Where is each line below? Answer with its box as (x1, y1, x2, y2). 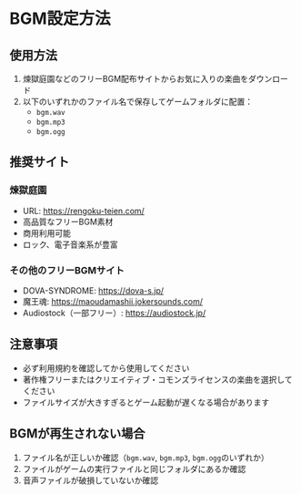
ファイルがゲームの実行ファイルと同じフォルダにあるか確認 (22, 463, 246, 474)
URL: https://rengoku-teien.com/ (22, 205, 145, 216)
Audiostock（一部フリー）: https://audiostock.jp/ (22, 307, 206, 318)
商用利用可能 (22, 227, 71, 238)
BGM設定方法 (9, 8, 111, 29)
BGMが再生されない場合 (9, 426, 145, 442)
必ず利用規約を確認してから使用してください (22, 362, 190, 374)
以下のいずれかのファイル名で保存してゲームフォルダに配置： (22, 97, 254, 107)
